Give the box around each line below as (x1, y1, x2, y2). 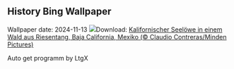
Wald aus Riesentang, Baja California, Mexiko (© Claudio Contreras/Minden (7, 32, 227, 41)
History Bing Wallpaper (7, 6, 112, 18)
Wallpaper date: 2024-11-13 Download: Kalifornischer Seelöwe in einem (7, 25, 223, 34)
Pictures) (7, 40, 34, 49)
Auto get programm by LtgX (7, 54, 88, 62)
